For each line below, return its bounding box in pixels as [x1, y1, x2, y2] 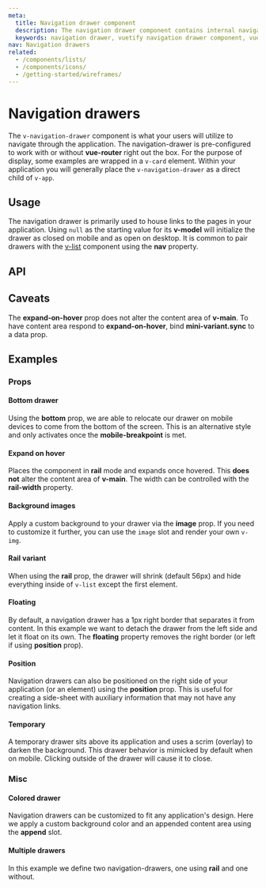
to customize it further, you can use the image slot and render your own [8, 527, 240, 537]
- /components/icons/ [15, 63, 87, 71]
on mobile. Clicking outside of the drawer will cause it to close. [8, 753, 213, 764]
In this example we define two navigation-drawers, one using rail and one [8, 863, 249, 873]
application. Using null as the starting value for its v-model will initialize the [8, 225, 256, 234]
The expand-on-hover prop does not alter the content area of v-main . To [8, 313, 249, 322]
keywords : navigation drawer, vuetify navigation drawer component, [15, 33, 246, 42]
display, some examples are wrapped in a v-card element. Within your [8, 156, 236, 165]
